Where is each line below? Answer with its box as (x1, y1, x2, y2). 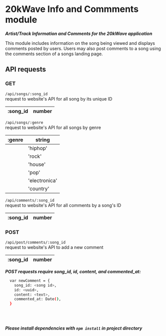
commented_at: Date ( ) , (14, 297, 61, 302)
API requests (5, 65, 46, 74)
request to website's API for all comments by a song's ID (5, 202, 121, 208)
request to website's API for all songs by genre (5, 124, 101, 130)
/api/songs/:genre (5, 120, 43, 125)
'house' (28, 161, 46, 168)
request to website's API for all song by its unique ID (5, 96, 113, 102)
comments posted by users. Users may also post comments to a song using (5, 45, 161, 51)
